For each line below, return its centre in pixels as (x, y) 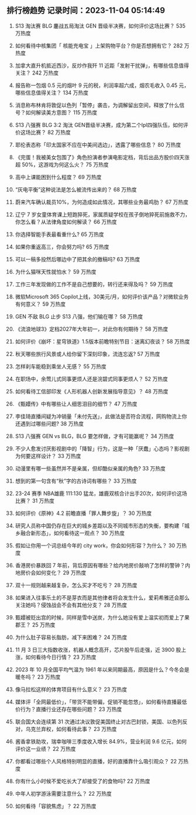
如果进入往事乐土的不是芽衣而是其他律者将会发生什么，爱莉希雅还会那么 (102, 597)
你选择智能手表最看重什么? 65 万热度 (59, 234)
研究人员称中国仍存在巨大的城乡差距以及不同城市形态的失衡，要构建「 (100, 526)
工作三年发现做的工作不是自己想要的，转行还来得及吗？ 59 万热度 (94, 284)
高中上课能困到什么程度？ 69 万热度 (58, 177)
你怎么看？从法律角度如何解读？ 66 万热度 (66, 221)
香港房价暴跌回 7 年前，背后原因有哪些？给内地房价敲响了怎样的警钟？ (100, 565)
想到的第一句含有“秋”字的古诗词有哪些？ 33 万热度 (76, 481)
